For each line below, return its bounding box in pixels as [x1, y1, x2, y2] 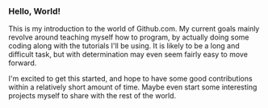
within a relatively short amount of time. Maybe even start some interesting [8, 82, 258, 92]
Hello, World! [8, 6, 61, 17]
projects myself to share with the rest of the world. [8, 91, 177, 101]
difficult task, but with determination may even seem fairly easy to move [8, 50, 249, 60]
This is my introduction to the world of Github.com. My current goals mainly [8, 24, 260, 34]
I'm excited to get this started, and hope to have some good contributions [8, 74, 253, 84]
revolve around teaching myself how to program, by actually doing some [8, 32, 249, 42]
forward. [8, 58, 37, 68]
